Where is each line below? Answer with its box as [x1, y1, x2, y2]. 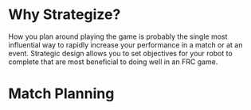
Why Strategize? [8, 6, 121, 24]
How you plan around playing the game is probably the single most [8, 32, 228, 41]
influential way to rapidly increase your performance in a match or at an [8, 40, 243, 49]
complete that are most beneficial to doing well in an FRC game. [8, 57, 218, 66]
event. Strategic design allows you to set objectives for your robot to [8, 48, 233, 58]
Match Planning [8, 85, 115, 103]
